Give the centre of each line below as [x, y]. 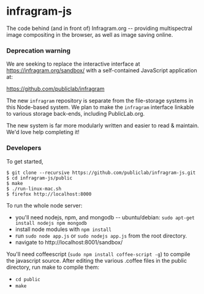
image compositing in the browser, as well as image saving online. [90, 34]
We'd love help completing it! [43, 132]
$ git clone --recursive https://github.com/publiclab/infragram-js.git [101, 173]
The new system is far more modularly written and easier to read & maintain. [103, 126]
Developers [24, 148]
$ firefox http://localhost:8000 [49, 194]
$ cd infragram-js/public [39, 178]
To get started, [25, 161]
